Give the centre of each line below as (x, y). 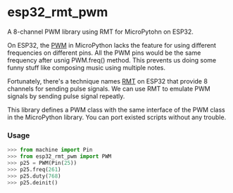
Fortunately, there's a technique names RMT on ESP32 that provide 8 (107, 81)
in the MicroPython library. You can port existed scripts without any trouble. (117, 117)
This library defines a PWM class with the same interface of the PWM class (116, 109)
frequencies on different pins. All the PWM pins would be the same (104, 53)
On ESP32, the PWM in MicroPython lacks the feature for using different (112, 45)
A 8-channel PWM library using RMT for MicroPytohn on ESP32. (100, 32)
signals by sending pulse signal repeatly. (66, 96)
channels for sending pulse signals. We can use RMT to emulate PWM (109, 88)
